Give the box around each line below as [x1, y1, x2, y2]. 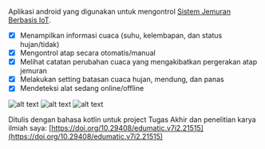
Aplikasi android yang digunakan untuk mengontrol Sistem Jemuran [8, 7, 231, 16]
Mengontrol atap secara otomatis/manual [19, 48, 156, 58]
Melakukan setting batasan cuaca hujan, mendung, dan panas [19, 75, 225, 84]
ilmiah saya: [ [8, 124, 52, 133]
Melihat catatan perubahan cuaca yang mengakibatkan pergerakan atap [19, 57, 258, 67]
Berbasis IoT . [8, 15, 52, 25]
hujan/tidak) [19, 40, 60, 49]
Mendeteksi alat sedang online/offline [19, 84, 144, 93]
